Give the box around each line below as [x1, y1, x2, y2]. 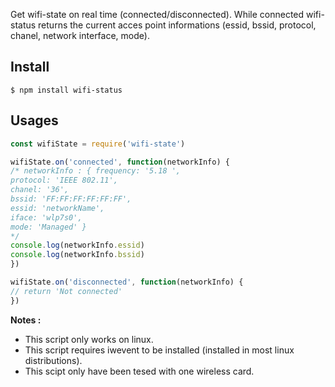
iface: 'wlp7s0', [10, 212, 83, 223]
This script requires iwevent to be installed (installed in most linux [24, 344, 295, 356]
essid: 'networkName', [10, 203, 105, 213]
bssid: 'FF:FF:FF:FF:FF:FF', [10, 194, 132, 204]
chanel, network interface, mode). [10, 30, 150, 41]
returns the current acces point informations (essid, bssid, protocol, [38, 19, 317, 31]
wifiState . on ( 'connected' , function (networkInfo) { [10, 157, 230, 167]
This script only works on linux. [24, 333, 154, 345]
